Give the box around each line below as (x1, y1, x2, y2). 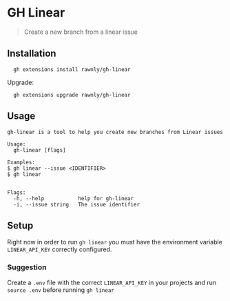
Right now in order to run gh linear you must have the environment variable (7, 238, 222, 246)
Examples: (7, 159, 36, 166)
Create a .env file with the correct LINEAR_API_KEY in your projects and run (7, 278, 217, 287)
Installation (7, 48, 56, 59)
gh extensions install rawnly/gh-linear (13, 66, 131, 73)
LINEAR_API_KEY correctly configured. (7, 245, 112, 253)
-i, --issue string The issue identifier (13, 201, 140, 208)
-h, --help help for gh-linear (13, 195, 134, 202)
